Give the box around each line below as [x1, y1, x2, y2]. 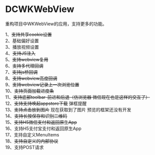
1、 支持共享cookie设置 [5, 31, 52, 37]
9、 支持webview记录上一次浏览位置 [5, 81, 80, 87]
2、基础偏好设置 [5, 38, 39, 44]
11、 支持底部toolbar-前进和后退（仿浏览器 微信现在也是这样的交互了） [5, 94, 150, 100]
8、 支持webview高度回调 [5, 75, 57, 81]
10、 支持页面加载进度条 [5, 88, 54, 94]
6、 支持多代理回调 [5, 63, 44, 69]
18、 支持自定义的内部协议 [5, 138, 59, 144]
